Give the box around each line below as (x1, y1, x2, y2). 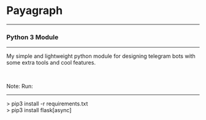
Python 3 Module (6, 33, 59, 41)
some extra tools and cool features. (6, 59, 96, 66)
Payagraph (6, 4, 63, 18)
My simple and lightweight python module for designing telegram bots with (6, 52, 196, 60)
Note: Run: (6, 83, 34, 90)
